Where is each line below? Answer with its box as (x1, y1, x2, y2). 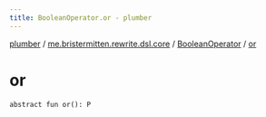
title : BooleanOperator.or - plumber (9, 13, 153, 23)
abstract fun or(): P (9, 100, 92, 109)
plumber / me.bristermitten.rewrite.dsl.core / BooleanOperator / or (9, 38, 257, 49)
